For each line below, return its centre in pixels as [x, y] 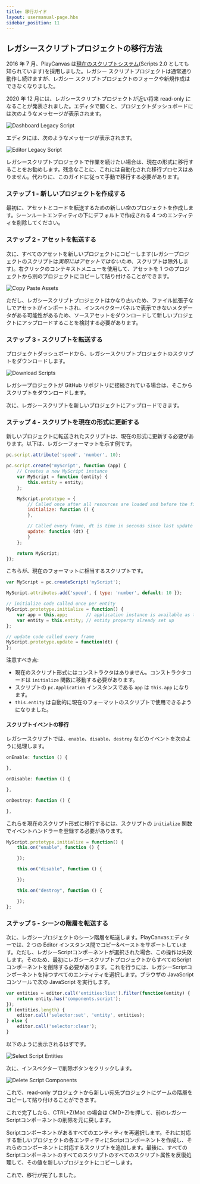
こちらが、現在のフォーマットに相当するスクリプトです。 [76, 571]
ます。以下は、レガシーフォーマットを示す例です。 [73, 443]
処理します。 [32, 746]
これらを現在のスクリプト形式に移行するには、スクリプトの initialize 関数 [99, 823]
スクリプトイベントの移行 [37, 724]
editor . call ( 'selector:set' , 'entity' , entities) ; [81, 1016]
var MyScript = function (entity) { [62, 477]
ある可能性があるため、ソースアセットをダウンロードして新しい [94, 315]
